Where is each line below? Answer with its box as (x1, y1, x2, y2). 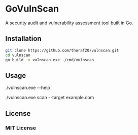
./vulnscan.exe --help (5, 84, 51, 91)
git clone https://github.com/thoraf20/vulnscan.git (5, 48, 119, 53)
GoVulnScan (5, 3, 59, 15)
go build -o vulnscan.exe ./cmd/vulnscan (5, 57, 94, 62)
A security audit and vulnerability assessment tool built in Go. (5, 20, 133, 26)
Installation (5, 34, 42, 43)
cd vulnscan (5, 53, 30, 58)
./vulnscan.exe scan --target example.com (5, 95, 94, 101)
